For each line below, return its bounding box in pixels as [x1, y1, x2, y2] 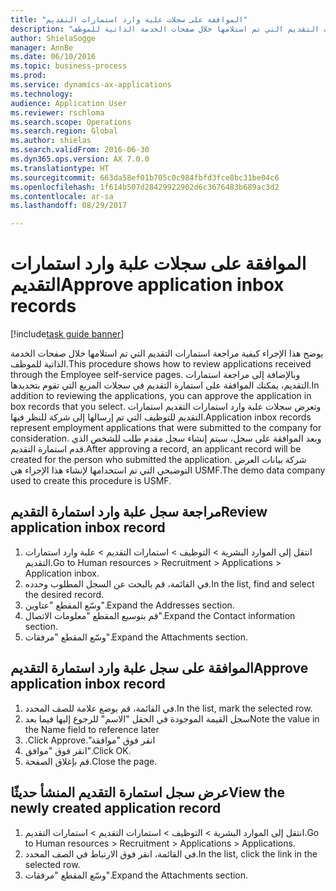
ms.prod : [10, 71, 47, 81]
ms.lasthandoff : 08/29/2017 [10, 201, 128, 211]
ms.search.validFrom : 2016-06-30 [10, 145, 150, 155]
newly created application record [10, 800, 222, 817]
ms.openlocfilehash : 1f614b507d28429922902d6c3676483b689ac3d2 [10, 182, 280, 192]
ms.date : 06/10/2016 [10, 52, 97, 62]
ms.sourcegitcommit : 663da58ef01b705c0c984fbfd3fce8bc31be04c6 [10, 172, 280, 183]
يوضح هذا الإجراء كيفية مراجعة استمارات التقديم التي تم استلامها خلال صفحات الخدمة [10, 347, 324, 360]
